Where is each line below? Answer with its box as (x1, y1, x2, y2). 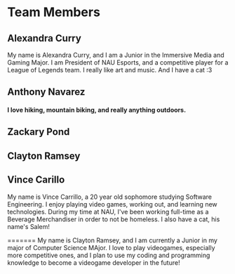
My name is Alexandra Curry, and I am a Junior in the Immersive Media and (7, 51, 224, 59)
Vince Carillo (7, 174, 65, 186)
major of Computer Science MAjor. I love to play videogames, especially (7, 243, 215, 252)
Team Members (7, 4, 100, 20)
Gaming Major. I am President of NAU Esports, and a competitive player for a (7, 58, 229, 67)
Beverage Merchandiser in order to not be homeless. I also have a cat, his (7, 215, 220, 223)
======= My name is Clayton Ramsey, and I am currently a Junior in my (7, 236, 217, 244)
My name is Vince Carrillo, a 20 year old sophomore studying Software (7, 193, 213, 201)
